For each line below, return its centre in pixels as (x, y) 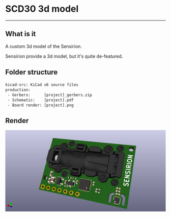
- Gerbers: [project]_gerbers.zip (50, 95)
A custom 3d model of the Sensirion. (44, 46)
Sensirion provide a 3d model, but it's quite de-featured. (64, 56)
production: (18, 90)
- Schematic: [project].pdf (40, 100)
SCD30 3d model (42, 9)
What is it (21, 34)
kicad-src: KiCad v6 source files (42, 85)
